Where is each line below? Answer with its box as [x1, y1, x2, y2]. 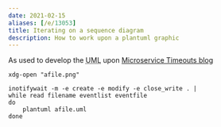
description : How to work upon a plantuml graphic [8, 33, 180, 42]
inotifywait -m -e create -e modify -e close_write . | [8, 85, 197, 93]
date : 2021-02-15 [8, 11, 66, 20]
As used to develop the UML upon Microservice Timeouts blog [8, 56, 214, 65]
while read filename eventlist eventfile [8, 92, 148, 100]
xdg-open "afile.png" [8, 71, 80, 79]
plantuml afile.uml [22, 106, 87, 114]
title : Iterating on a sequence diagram [8, 26, 145, 34]
